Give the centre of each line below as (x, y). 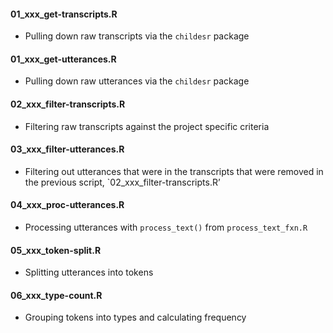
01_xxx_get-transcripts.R (64, 14)
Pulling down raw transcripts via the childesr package (137, 36)
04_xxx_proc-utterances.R (67, 205)
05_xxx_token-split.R (56, 250)
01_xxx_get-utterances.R (63, 59)
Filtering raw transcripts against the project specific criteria (147, 126)
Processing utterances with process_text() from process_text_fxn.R (166, 227)
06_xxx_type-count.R (56, 295)
